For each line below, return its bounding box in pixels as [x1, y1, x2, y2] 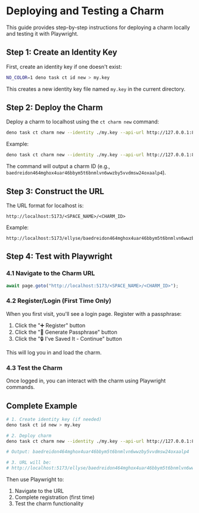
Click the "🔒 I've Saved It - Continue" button [14, 335, 123, 342]
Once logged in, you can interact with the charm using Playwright [6, 377, 166, 384]
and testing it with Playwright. [6, 30, 79, 37]
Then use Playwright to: [6, 476, 64, 483]
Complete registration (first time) [14, 494, 95, 501]
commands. [6, 384, 36, 391]
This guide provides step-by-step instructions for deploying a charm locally [6, 24, 191, 31]
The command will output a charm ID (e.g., [6, 163, 111, 170]
